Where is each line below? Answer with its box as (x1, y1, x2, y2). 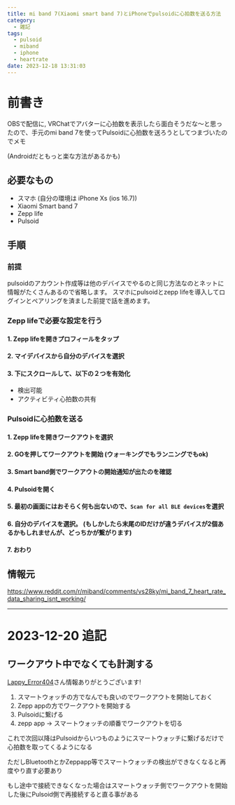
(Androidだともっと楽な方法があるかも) (7, 151, 121, 160)
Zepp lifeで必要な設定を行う (7, 316, 103, 325)
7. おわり (7, 546, 32, 554)
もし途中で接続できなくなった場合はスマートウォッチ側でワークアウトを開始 (7, 781, 228, 790)
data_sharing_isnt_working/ (7, 595, 86, 603)
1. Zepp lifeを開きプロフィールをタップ (7, 334, 120, 343)
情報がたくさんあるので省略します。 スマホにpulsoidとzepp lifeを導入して (7, 288, 220, 297)
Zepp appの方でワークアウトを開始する (17, 702, 131, 710)
